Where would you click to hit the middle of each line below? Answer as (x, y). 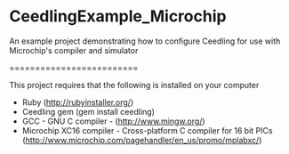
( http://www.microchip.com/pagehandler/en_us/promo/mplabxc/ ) (142, 140)
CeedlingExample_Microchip (118, 16)
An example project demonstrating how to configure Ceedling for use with (145, 41)
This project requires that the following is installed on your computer (134, 85)
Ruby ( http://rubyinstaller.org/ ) (78, 102)
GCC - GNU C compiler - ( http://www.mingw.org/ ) (114, 121)
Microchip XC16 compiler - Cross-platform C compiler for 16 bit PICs (147, 130)
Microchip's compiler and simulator (74, 50)
